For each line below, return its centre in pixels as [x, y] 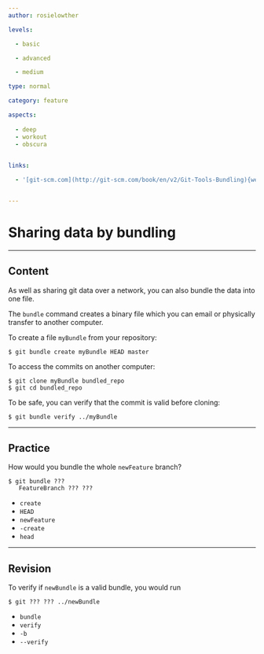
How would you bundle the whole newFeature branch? [95, 467]
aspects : [22, 115]
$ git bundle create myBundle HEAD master [79, 352]
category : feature [38, 101]
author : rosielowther [44, 15]
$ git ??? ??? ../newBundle [54, 602]
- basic [28, 44]
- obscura [31, 144]
